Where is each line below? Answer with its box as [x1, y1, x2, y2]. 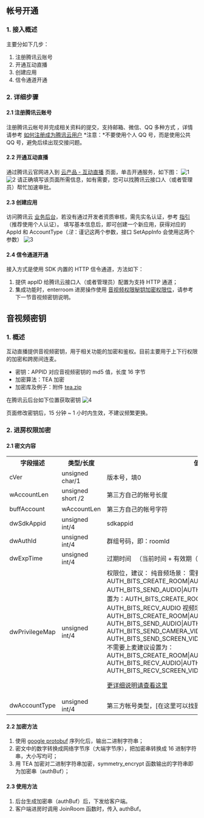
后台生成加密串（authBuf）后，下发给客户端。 [15, 797, 131, 805]
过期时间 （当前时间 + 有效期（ [106, 555, 199, 563]
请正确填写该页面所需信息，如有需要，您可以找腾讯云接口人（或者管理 [17, 176, 193, 183]
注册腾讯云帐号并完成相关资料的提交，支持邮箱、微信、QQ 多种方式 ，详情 [6, 123, 193, 130]
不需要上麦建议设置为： [106, 643, 174, 652]
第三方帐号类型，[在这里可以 [106, 701, 188, 710]
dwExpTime [9, 554, 43, 563]
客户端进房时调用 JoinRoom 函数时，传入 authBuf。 [15, 805, 144, 812]
